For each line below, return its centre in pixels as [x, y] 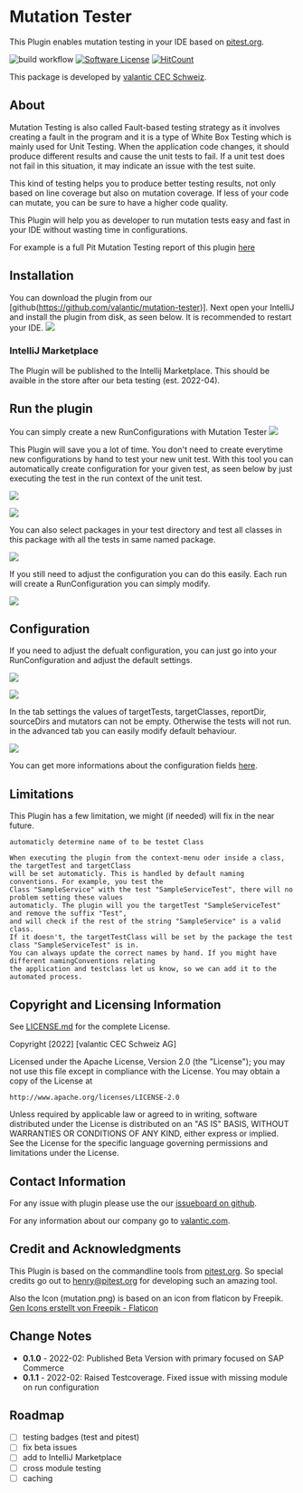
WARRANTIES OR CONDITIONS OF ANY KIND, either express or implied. [144, 1133]
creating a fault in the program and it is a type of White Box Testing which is [151, 137]
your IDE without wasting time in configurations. [99, 229]
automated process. [46, 977]
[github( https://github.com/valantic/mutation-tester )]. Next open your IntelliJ [152, 307]
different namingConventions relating [82, 961]
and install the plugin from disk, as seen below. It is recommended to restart [151, 317]
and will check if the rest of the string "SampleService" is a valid [145, 921]
